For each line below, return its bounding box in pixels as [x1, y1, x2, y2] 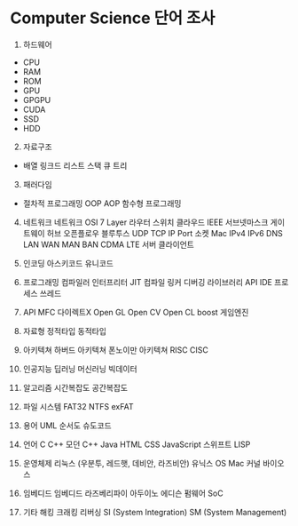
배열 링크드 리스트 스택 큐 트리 [22, 160, 128, 171]
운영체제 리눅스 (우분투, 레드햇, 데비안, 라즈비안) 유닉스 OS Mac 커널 [22, 458, 261, 468]
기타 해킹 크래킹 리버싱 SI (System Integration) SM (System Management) [22, 506, 287, 517]
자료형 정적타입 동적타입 [22, 325, 107, 336]
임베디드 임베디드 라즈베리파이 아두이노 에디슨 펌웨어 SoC [22, 488, 224, 498]
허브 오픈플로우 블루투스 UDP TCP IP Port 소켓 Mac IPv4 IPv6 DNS [46, 227, 283, 238]
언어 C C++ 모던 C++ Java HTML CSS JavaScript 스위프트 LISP [22, 439, 251, 450]
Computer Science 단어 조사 [10, 8, 216, 28]
